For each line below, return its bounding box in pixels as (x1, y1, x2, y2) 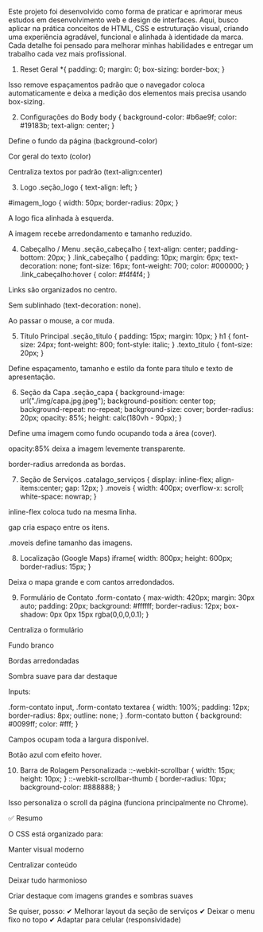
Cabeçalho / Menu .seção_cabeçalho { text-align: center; (19, 245, 207, 253)
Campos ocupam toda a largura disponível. (8, 734, 149, 744)
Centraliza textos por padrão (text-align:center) (8, 167, 163, 176)
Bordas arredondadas (8, 656, 79, 665)
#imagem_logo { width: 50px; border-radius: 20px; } (8, 198, 179, 207)
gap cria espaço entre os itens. (8, 523, 110, 532)
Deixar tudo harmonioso (8, 875, 87, 885)
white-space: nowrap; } (19, 491, 97, 501)
